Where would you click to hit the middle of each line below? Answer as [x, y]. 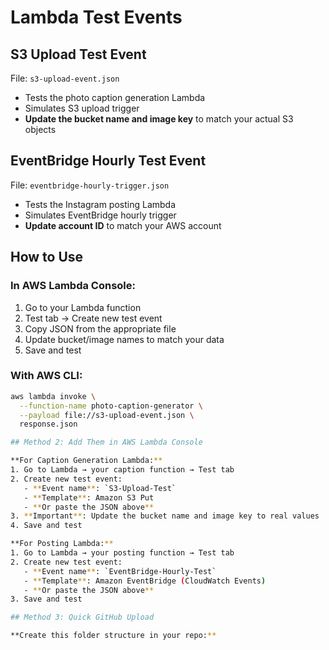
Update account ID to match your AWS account [123, 225]
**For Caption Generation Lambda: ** [86, 461]
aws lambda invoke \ [53, 396]
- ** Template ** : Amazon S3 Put [89, 497]
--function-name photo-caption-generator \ [111, 406]
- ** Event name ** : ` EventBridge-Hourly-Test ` [120, 571]
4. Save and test [46, 526]
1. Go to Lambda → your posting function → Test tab [122, 553]
